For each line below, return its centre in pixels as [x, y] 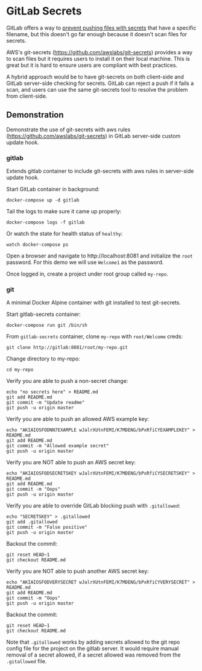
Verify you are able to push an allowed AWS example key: [78, 419]
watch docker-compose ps [37, 245]
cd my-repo [20, 370]
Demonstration [35, 115]
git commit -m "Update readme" [46, 403]
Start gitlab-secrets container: [44, 314]
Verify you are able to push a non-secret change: [67, 381]
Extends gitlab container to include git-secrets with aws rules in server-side [100, 171]
